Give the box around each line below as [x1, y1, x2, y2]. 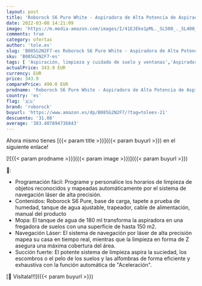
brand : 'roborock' [6, 103, 52, 110]
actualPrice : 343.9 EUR [6, 64, 66, 71]
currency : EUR [6, 70, 42, 76]
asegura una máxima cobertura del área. [14, 242, 116, 249]
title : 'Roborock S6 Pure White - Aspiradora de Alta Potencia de [6, 14, 176, 20]
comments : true [6, 31, 44, 37]
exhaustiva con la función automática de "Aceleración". [14, 261, 152, 269]
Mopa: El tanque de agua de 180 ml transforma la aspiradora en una [14, 217, 183, 224]
